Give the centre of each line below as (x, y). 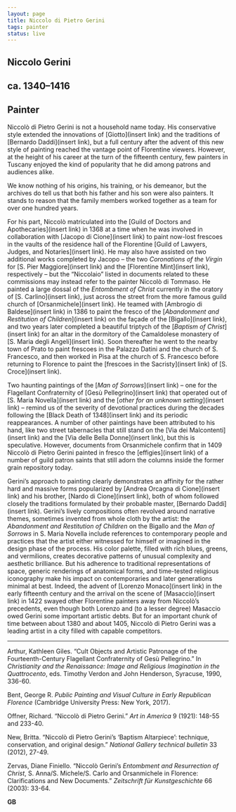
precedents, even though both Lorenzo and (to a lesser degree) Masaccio (114, 608)
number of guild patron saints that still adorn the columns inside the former (116, 460)
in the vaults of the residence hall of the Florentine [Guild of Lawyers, (107, 244)
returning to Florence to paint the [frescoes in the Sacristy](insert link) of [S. (117, 364)
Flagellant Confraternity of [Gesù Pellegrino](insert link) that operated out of (117, 393)
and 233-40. (26, 723)
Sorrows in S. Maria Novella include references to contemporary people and (117, 534)
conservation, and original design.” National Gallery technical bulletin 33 (112, 744)
